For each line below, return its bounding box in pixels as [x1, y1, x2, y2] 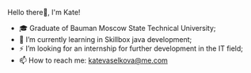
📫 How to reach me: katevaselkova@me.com [18, 56, 168, 65]
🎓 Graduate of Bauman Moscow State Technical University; [18, 24, 216, 33]
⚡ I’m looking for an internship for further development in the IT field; [18, 44, 243, 53]
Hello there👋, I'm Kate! [7, 8, 81, 17]
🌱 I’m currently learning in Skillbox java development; [18, 35, 192, 44]
